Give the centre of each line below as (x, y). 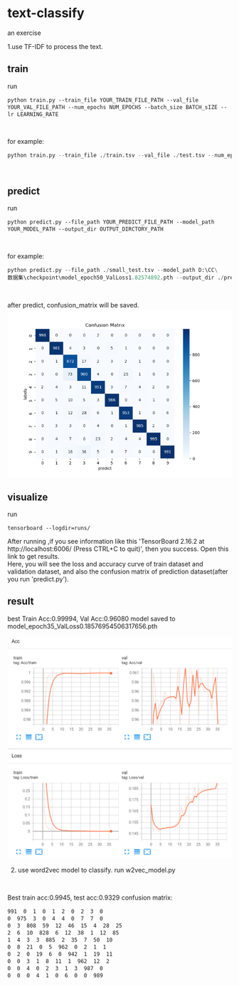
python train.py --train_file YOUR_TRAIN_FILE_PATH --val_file (103, 100)
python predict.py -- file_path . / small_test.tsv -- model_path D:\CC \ (113, 270)
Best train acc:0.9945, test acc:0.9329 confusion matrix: (90, 897)
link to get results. (34, 556)
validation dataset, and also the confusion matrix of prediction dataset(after (118, 571)
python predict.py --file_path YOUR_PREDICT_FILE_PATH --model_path (111, 222)
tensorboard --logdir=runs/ (49, 528)
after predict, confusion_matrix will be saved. (73, 305)
